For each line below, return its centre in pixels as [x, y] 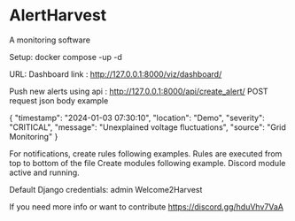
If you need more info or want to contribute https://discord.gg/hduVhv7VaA [146, 206]
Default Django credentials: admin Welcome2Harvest [106, 189]
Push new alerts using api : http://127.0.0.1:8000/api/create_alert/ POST [139, 91]
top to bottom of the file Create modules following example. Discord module [147, 163]
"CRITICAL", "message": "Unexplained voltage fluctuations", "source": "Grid [147, 127]
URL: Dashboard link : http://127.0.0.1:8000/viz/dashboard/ [116, 74]
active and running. [44, 172]
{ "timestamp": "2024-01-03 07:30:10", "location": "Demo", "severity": [137, 118]
